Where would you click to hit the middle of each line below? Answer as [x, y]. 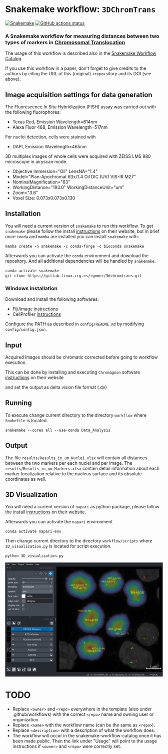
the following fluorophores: [33, 112]
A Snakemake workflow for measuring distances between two [82, 36]
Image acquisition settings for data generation [79, 95]
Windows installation [31, 288]
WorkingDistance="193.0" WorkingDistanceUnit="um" [68, 187]
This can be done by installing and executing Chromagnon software [73, 372]
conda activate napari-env [33, 532]
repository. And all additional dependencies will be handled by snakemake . [80, 261]
